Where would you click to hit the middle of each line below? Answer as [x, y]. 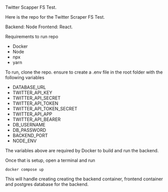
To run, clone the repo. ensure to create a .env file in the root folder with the [84, 72]
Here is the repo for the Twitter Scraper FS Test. [55, 17]
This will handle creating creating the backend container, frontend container [84, 179]
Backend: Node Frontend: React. [39, 27]
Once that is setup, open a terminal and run [50, 160]
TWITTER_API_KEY [32, 92]
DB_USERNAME [29, 125]
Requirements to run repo [32, 37]
